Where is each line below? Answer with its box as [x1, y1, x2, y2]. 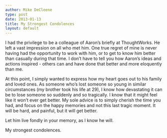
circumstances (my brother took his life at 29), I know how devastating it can [5, 86, 163, 92]
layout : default [5, 26, 39, 31]
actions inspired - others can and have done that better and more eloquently [5, 61, 162, 67]
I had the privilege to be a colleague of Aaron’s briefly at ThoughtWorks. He [5, 39, 161, 45]
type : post [5, 12, 28, 17]
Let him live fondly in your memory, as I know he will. [5, 117, 114, 123]
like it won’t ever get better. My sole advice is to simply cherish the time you [5, 97, 161, 103]
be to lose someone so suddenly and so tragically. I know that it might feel [5, 92, 158, 98]
